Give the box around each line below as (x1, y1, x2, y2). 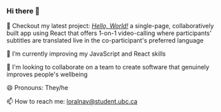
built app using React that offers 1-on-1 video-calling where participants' (6, 29, 212, 37)
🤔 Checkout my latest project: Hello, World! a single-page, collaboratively (6, 22, 214, 30)
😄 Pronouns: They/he (6, 84, 69, 92)
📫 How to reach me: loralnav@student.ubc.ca (6, 98, 138, 106)
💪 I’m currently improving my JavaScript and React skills (6, 49, 166, 58)
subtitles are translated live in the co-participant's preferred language (6, 36, 204, 45)
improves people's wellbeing (6, 70, 88, 78)
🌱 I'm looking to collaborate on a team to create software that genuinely (6, 63, 209, 71)
